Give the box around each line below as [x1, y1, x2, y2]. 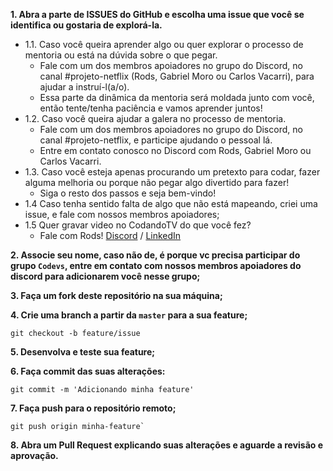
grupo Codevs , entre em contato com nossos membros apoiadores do [10, 260, 302, 271]
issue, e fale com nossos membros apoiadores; [24, 209, 220, 220]
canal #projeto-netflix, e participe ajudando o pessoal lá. [39, 134, 273, 146]
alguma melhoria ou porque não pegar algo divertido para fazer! [24, 177, 290, 188]
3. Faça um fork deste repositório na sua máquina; [10, 290, 223, 301]
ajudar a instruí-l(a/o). [39, 81, 130, 93]
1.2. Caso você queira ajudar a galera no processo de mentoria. [24, 113, 287, 124]
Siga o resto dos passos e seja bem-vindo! [39, 187, 217, 199]
